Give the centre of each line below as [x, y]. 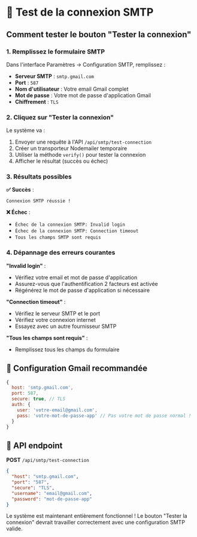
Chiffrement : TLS [37, 102]
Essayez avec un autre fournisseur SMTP [66, 326]
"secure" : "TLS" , [33, 488]
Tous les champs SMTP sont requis [58, 238]
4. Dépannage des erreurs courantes [61, 253]
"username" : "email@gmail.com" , [52, 493]
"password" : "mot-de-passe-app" [52, 499]
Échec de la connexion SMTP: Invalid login [70, 225]
